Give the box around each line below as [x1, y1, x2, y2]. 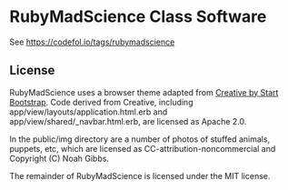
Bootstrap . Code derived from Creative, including [9, 96, 194, 107]
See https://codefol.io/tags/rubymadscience [9, 36, 175, 47]
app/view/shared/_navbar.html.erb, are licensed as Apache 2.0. [9, 115, 247, 126]
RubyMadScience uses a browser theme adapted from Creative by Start [9, 86, 279, 97]
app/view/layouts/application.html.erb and [9, 106, 168, 117]
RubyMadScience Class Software [9, 6, 267, 27]
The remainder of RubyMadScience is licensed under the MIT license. [9, 170, 271, 181]
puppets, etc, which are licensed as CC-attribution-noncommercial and [9, 143, 276, 154]
